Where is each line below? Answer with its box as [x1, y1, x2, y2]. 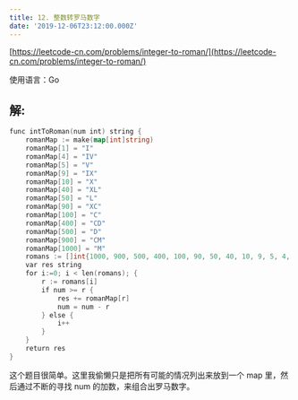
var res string [25, 261, 82, 270]
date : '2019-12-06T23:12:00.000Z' [9, 22, 139, 30]
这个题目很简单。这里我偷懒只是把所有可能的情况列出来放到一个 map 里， [9, 370, 281, 380]
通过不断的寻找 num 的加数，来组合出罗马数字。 [16, 380, 195, 391]
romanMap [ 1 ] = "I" [25, 144, 94, 153]
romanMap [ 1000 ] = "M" [25, 244, 106, 253]
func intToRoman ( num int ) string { [9, 127, 142, 136]
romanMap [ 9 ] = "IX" [25, 169, 98, 178]
